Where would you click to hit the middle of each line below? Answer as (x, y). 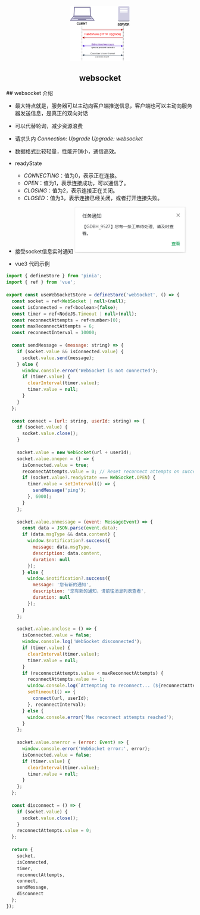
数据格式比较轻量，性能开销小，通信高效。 (67, 151)
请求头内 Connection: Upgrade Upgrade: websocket (79, 138)
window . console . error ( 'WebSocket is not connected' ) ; (90, 371)
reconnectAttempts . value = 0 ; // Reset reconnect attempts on (101, 472)
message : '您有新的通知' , (62, 585)
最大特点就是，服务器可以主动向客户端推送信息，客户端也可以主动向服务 (103, 105)
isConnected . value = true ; (55, 465)
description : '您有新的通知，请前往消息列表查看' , (90, 591)
